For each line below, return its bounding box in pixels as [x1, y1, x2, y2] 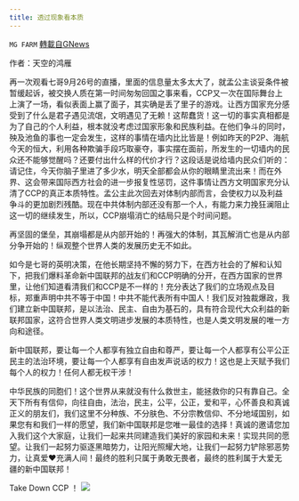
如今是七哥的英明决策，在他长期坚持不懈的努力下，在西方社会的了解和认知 [9, 259, 282, 270]
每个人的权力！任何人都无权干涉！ [9, 367, 134, 377]
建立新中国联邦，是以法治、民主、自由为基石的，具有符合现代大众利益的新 [16, 303, 290, 314]
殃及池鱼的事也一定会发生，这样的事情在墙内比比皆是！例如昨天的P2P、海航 [9, 132, 289, 142]
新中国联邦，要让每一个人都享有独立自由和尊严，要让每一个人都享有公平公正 [9, 344, 290, 355]
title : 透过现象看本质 [9, 12, 85, 22]
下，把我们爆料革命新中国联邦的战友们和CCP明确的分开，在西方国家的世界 [9, 270, 283, 280]
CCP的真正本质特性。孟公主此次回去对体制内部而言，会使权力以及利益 [24, 188, 283, 198]
